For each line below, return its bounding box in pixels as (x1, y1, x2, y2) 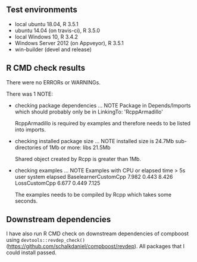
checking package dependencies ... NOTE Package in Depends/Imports (14, 102, 192, 109)
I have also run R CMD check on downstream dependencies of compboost (6, 230, 189, 237)
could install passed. (6, 249, 57, 256)
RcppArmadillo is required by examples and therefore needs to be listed (14, 119, 191, 127)
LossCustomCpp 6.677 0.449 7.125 (14, 179, 101, 187)
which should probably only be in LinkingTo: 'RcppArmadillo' (14, 108, 164, 115)
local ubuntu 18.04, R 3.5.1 (14, 20, 79, 27)
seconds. (14, 197, 38, 204)
